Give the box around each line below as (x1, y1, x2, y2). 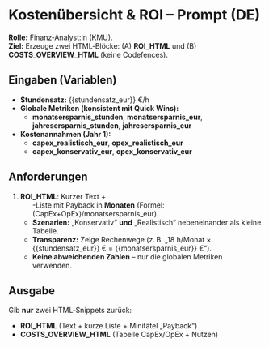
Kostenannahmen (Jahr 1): (19, 129, 111, 139)
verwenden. (32, 260, 73, 270)
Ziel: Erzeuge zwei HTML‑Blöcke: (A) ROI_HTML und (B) (8, 41, 197, 50)
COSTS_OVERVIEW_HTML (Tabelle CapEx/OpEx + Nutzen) (19, 330, 219, 340)
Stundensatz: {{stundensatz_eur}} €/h (19, 95, 149, 105)
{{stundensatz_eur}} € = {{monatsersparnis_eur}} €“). (32, 243, 212, 253)
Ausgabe (8, 284, 55, 298)
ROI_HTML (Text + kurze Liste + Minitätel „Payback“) (19, 321, 198, 331)
